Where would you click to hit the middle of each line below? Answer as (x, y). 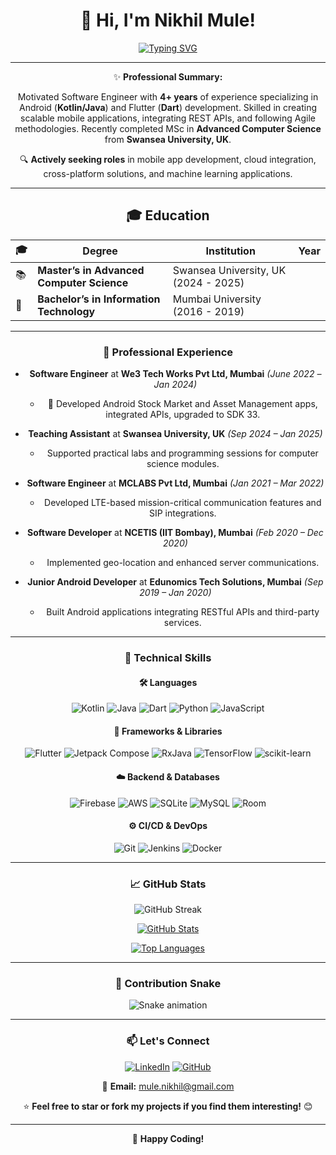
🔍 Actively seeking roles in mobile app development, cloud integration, (168, 159)
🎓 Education (168, 215)
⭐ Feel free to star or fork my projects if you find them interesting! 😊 (168, 1106)
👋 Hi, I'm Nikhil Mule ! (168, 20)
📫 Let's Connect (168, 1041)
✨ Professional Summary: (168, 76)
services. (182, 623)
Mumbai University (217, 299)
